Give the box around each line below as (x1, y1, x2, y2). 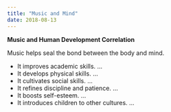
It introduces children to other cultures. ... (16, 98, 135, 107)
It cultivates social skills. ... (16, 76, 93, 85)
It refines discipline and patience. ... (16, 84, 119, 92)
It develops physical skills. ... (16, 69, 98, 78)
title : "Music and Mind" (7, 10, 78, 17)
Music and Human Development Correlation (7, 35, 135, 43)
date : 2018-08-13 (7, 16, 57, 23)
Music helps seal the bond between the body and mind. (7, 49, 165, 57)
